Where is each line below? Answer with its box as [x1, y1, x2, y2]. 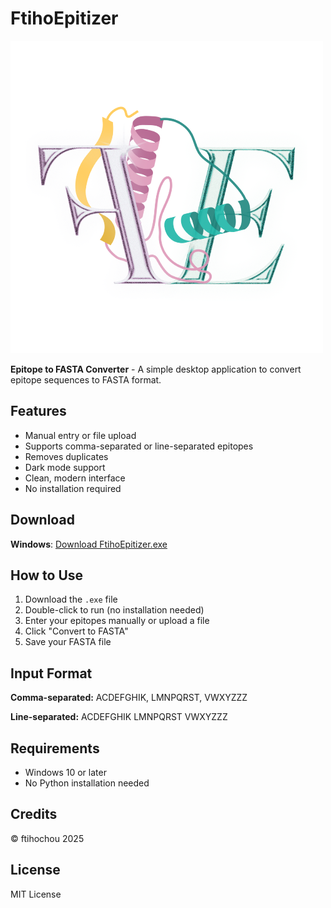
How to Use [10, 567, 84, 584]
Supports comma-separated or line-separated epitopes [24, 440, 254, 452]
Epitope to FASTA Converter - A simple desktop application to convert [10, 363, 302, 375]
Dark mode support [24, 461, 106, 473]
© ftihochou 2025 [10, 832, 85, 844]
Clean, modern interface [24, 472, 126, 484]
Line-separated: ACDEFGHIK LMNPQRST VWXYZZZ [10, 711, 228, 723]
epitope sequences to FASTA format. [10, 373, 162, 386]
